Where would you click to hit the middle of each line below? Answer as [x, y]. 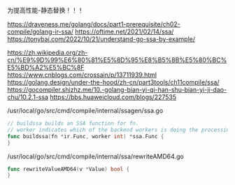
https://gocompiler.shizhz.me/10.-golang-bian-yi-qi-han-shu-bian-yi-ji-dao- [117, 90]
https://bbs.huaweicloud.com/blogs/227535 [113, 97]
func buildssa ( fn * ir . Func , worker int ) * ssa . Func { [86, 136]
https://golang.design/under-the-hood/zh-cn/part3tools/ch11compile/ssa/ [113, 82]
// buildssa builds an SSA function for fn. [73, 124]
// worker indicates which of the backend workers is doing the [103, 130]
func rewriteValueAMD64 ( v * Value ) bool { [69, 169]
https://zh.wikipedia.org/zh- [48, 52]
